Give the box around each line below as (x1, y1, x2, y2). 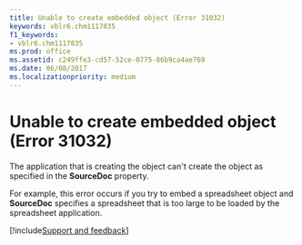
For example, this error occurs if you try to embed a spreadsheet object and (9, 188, 294, 199)
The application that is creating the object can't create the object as (9, 161, 264, 171)
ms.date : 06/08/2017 (9, 64, 88, 73)
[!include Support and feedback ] (9, 224, 129, 236)
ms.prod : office (9, 47, 71, 56)
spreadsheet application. (9, 207, 103, 218)
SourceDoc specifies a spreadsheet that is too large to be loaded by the (9, 197, 280, 209)
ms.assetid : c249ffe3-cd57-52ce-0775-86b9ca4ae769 (9, 55, 206, 64)
